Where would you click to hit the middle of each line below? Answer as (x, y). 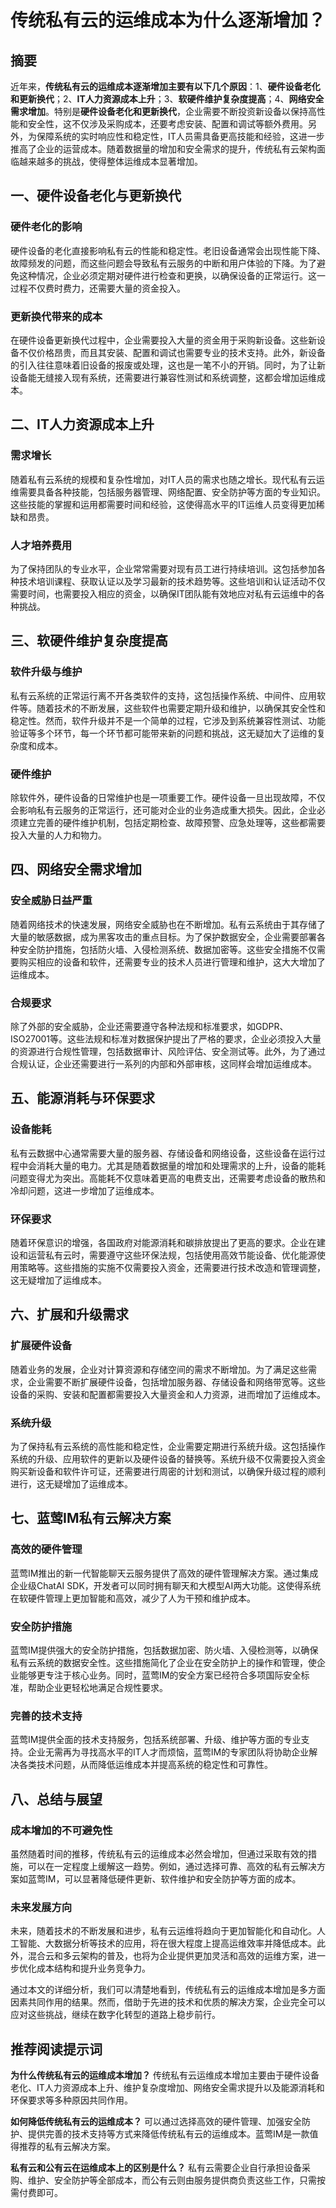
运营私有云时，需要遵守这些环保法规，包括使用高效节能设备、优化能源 (172, 1255)
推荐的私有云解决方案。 (67, 2146)
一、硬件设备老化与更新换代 (96, 196)
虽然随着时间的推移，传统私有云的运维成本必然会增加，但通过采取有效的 (159, 1853)
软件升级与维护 (46, 672)
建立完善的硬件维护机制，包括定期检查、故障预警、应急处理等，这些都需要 (172, 822)
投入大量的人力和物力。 (58, 835)
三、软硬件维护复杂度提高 (89, 641)
